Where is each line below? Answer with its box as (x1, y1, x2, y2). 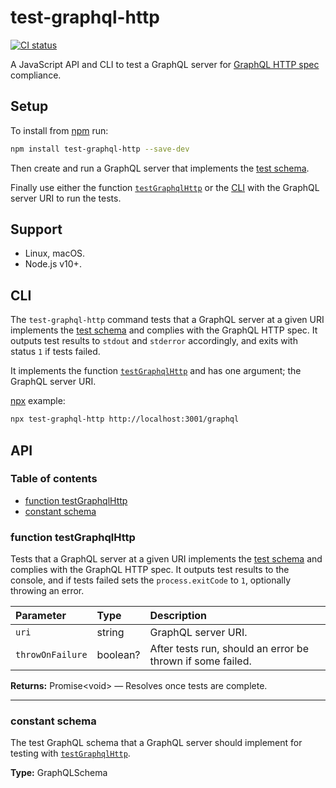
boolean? (96, 648, 141, 662)
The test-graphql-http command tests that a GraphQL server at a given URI (10, 314, 325, 326)
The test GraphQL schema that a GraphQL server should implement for (10, 737, 303, 749)
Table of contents (10, 472, 98, 486)
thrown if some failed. (149, 654, 252, 668)
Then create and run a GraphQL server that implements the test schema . (10, 162, 310, 174)
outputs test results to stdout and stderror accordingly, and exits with (10, 335, 298, 347)
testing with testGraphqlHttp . (10, 747, 131, 760)
